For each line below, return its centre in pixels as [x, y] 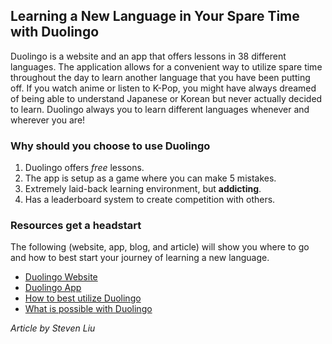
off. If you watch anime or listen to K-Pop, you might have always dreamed [163, 88]
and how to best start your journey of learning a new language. [140, 258]
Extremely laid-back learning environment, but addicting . [143, 189]
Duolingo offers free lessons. [84, 168]
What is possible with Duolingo [88, 309]
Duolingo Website [61, 277]
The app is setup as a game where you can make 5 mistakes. [150, 178]
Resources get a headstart [76, 226]
